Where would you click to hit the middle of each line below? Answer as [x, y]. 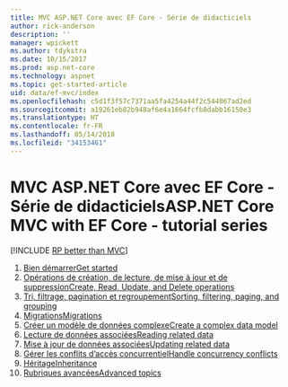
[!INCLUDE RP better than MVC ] [69, 250]
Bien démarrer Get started [70, 268]
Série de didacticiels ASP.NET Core [142, 206]
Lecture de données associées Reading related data [118, 334]
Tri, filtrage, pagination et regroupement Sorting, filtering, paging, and [151, 296]
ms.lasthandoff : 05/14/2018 [63, 135]
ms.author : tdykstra [49, 51]
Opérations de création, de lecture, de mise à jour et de [125, 277]
